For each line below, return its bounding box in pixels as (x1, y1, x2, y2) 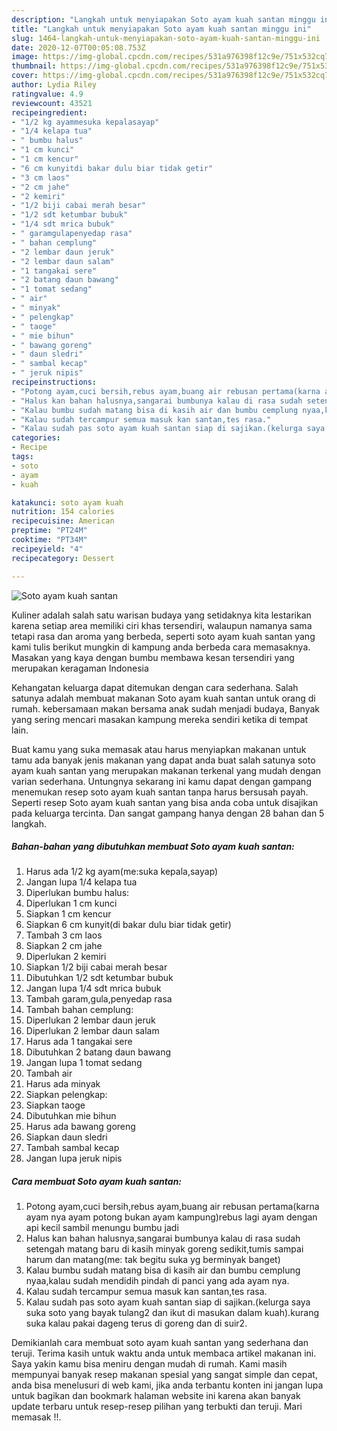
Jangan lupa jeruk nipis (25, 1152, 123, 1165)
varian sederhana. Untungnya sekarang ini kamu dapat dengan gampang (11, 775, 312, 787)
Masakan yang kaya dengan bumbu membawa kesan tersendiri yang (11, 651, 295, 663)
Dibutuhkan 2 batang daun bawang (25, 1046, 172, 1058)
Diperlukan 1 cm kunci (25, 897, 118, 910)
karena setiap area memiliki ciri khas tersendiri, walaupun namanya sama (11, 619, 313, 631)
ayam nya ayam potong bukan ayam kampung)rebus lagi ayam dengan (25, 1211, 318, 1223)
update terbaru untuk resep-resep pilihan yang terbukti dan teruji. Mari (11, 1401, 303, 1413)
